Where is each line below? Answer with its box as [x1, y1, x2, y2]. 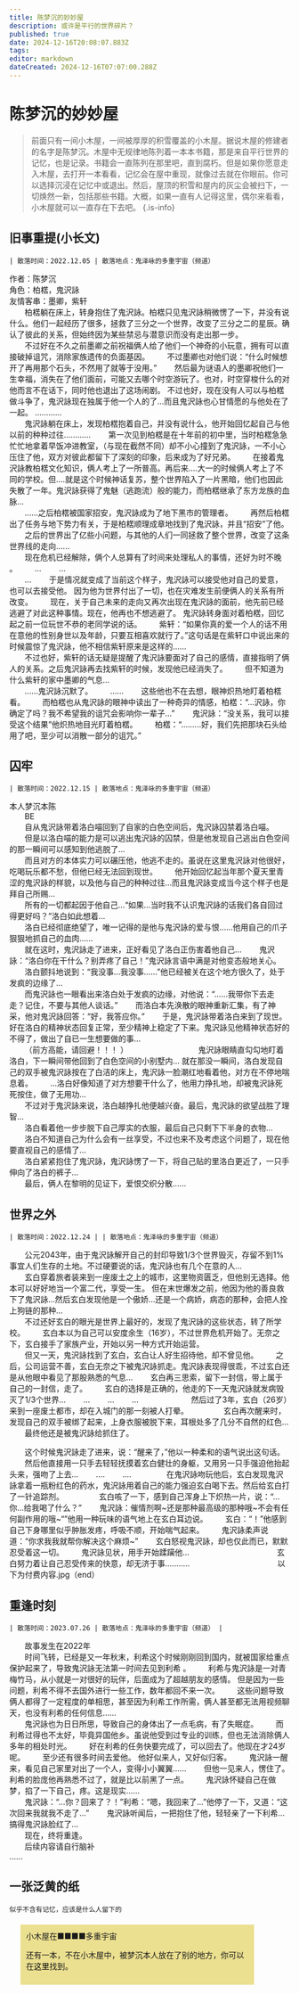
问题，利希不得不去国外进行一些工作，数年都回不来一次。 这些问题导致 [9, 1686, 285, 1696]
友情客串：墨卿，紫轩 [9, 295, 87, 306]
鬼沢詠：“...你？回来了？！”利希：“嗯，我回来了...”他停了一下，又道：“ [24, 1797, 280, 1808]
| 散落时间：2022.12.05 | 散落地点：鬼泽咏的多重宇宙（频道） [9, 256, 215, 266]
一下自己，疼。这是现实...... [39, 1785, 141, 1796]
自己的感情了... [32, 1145, 87, 1155]
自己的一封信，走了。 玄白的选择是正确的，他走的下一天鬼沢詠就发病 [9, 1383, 277, 1394]
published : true [9, 29, 69, 38]
